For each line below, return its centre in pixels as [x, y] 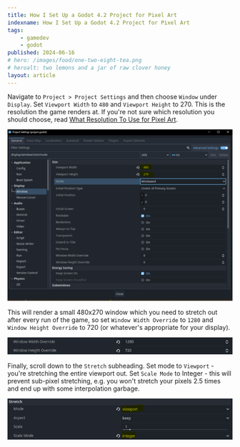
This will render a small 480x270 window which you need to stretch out [112, 312]
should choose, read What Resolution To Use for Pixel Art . [93, 119]
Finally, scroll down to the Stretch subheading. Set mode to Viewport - [111, 366]
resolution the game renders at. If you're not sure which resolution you [111, 111]
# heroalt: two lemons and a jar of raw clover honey [89, 68]
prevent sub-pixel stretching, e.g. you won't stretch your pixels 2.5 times [114, 381]
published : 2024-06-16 [41, 53]
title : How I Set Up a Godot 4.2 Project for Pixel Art [92, 15]
